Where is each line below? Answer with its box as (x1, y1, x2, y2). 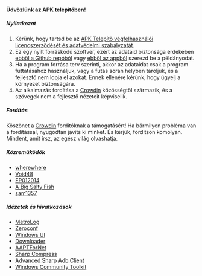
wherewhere (14, 164, 46, 171)
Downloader (14, 237, 46, 245)
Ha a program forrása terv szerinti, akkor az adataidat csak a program (14, 60, 189, 68)
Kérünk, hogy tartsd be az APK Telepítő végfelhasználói (14, 35, 154, 42)
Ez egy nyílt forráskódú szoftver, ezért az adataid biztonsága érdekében (14, 48, 194, 55)
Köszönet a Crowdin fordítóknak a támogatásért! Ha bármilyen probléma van (6, 122, 197, 129)
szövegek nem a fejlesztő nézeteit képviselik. (14, 92, 128, 100)
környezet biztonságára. (14, 80, 75, 87)
